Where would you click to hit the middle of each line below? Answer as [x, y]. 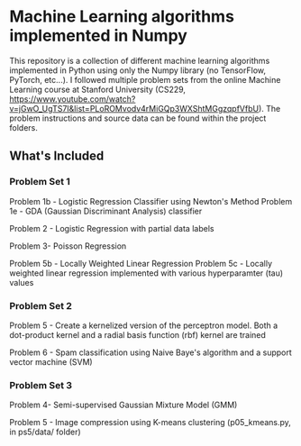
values [22, 282]
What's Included [57, 156]
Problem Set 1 [40, 182]
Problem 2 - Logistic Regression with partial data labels [112, 228]
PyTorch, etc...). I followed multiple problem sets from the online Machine [145, 79]
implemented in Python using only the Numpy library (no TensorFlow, [137, 70]
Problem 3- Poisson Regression [68, 246]
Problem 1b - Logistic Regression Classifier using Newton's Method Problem [151, 201]
